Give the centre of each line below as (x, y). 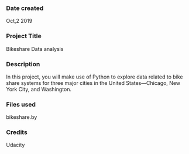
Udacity (16, 145)
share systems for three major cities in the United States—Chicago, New (93, 83)
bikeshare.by (22, 117)
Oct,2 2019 (19, 21)
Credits (17, 132)
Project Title (24, 36)
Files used (21, 104)
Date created (25, 8)
